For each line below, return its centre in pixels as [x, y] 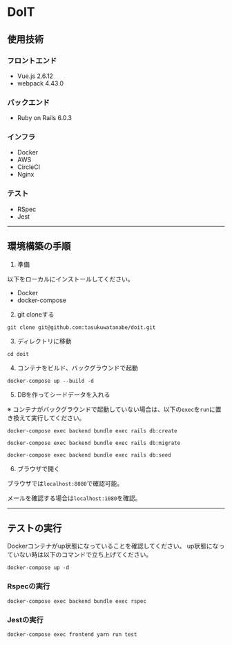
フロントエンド [32, 61]
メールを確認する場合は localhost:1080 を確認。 [74, 498]
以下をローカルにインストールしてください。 [70, 279]
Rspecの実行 [29, 586]
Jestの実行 [25, 619]
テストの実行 [35, 528]
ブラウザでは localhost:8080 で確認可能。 [65, 483]
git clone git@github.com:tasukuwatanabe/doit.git [81, 327]
